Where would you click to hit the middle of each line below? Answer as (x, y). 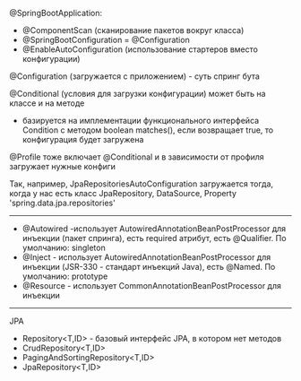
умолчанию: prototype (65, 276)
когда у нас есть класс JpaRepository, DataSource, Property (123, 193)
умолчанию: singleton (64, 247)
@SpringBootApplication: (56, 13)
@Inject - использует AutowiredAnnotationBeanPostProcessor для (146, 257)
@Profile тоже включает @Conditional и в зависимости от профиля (137, 157)
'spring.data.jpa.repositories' (63, 203)
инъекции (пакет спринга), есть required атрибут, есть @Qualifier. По (154, 238)
